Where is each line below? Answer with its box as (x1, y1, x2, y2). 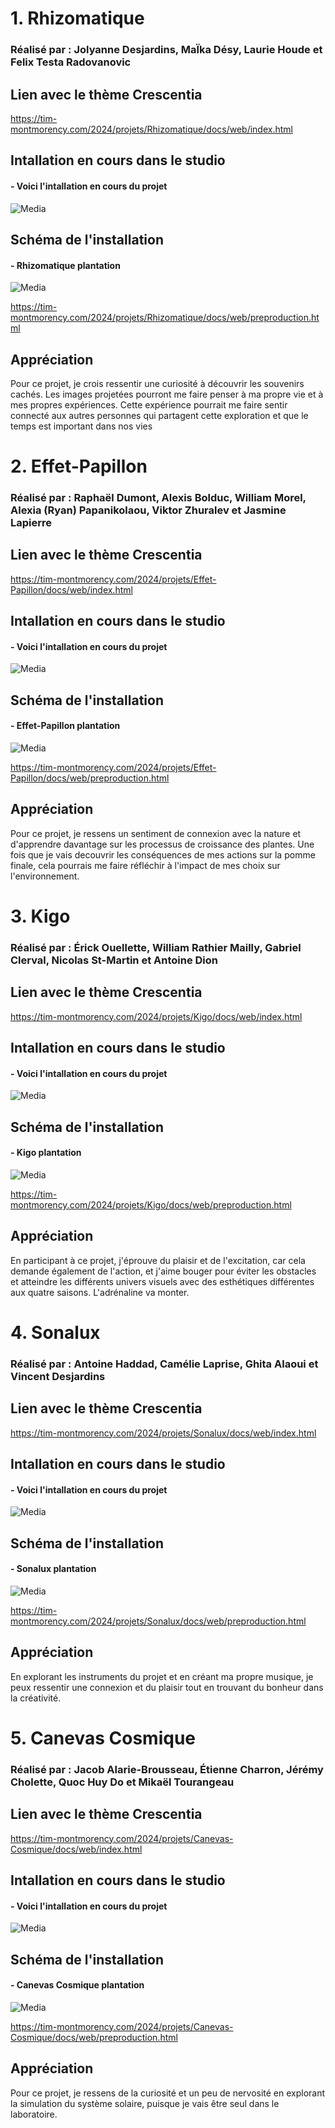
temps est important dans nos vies (10, 420, 153, 432)
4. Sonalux (10, 1321, 101, 1344)
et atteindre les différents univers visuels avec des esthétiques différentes (10, 1275, 315, 1287)
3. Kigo (10, 905, 71, 928)
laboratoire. (10, 2108, 58, 2120)
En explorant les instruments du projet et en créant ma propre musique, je (10, 1670, 314, 1682)
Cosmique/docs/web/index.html (10, 1843, 143, 1855)
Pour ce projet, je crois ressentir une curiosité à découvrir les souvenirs (10, 377, 305, 389)
